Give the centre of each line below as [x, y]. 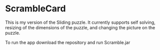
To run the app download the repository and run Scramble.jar [68, 42]
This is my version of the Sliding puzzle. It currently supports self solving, [80, 22]
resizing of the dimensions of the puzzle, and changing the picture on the [80, 27]
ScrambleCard [36, 9]
